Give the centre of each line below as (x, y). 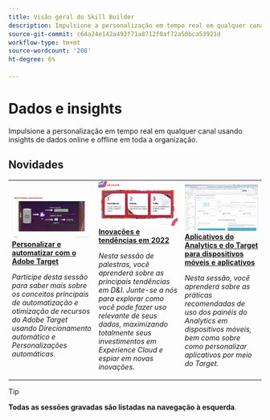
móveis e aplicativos (220, 262)
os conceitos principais (50, 294)
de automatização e (45, 303)
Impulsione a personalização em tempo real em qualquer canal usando (125, 131)
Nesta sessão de (126, 255)
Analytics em (206, 320)
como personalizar (216, 346)
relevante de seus (128, 315)
